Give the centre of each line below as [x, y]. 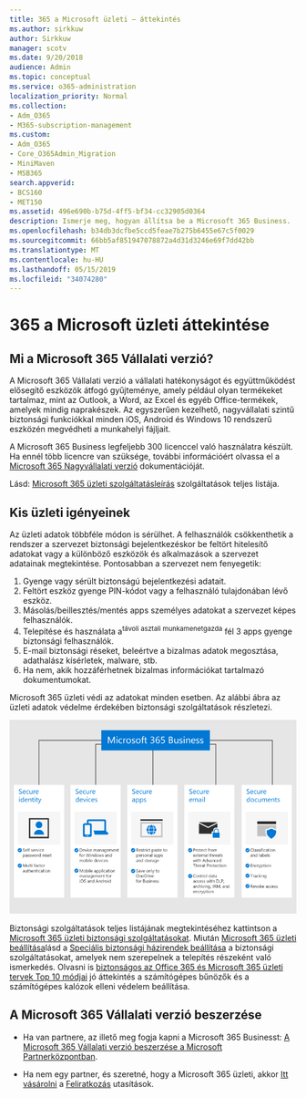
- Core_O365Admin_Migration [63, 154]
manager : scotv [38, 48]
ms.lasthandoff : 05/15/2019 [63, 269]
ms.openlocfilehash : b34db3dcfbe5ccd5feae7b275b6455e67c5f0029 [132, 231]
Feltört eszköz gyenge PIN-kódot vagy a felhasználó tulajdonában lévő [155, 591]
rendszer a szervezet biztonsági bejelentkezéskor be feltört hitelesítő [139, 544]
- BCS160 [26, 192]
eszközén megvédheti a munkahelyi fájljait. [90, 430]
